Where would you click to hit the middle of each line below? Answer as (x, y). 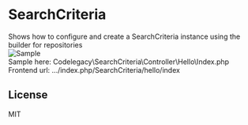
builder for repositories (45, 44)
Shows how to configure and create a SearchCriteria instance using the (124, 36)
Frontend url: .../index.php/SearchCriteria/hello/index (94, 70)
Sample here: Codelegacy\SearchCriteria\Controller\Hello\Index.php (119, 62)
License (28, 95)
